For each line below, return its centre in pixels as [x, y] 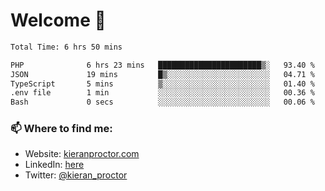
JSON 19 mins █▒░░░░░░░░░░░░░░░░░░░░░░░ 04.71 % [162, 74]
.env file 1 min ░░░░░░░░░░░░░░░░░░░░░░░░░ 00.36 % [162, 93]
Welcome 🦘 [58, 20]
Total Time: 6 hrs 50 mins [66, 47]
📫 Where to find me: [61, 129]
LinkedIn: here [54, 165]
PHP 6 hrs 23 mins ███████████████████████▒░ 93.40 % [162, 65]
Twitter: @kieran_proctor [76, 175]
